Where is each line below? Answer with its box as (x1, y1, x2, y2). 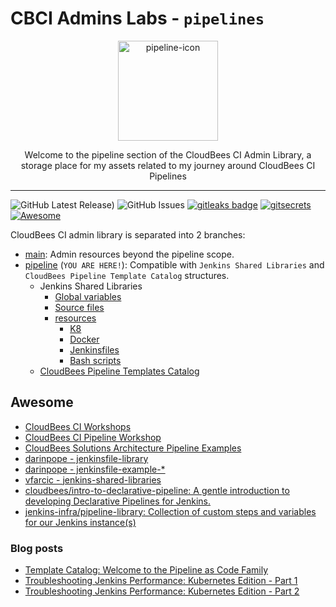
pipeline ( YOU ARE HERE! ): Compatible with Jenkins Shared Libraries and (24, 258, 325, 271)
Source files (54, 301, 105, 313)
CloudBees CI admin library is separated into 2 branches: (10, 228, 246, 241)
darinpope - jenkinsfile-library (24, 452, 149, 464)
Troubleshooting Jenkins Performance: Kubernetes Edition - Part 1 (24, 575, 298, 587)
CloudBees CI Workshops (24, 420, 132, 432)
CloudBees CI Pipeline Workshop (24, 431, 162, 443)
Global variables (54, 290, 122, 302)
